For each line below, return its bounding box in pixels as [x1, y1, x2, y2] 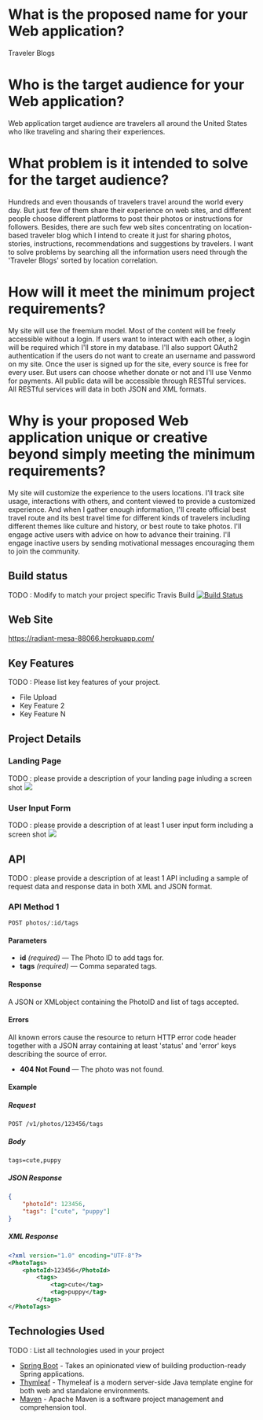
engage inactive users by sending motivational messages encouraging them [8, 538, 255, 547]
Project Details [8, 732, 82, 745]
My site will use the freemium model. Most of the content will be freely [8, 326, 236, 335]
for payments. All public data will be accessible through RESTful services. [8, 376, 247, 385]
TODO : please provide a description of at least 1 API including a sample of [8, 873, 249, 882]
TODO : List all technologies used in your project [8, 1345, 165, 1355]
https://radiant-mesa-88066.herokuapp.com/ [8, 634, 155, 643]
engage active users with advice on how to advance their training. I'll [8, 529, 231, 539]
